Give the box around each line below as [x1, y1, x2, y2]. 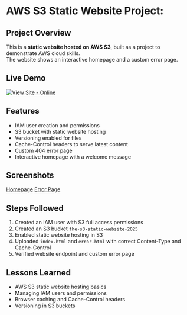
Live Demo [6, 73, 46, 83]
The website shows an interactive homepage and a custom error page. [6, 56, 178, 63]
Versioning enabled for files [14, 134, 82, 142]
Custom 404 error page [14, 147, 73, 154]
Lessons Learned [6, 268, 71, 278]
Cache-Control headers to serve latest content [14, 140, 129, 147]
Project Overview [6, 28, 71, 38]
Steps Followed [6, 203, 64, 213]
